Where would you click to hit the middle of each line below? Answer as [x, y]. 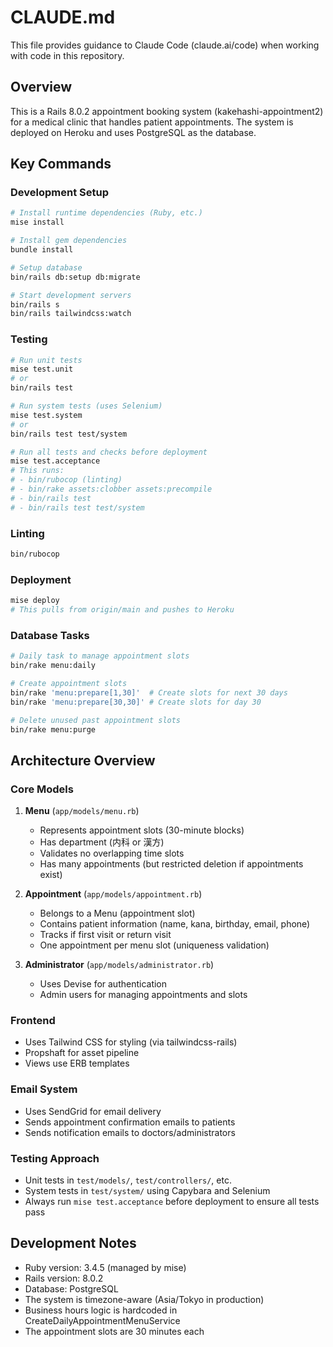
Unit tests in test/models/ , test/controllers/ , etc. [128, 1180]
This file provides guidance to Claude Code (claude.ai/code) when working [165, 45]
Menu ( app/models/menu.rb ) [82, 811]
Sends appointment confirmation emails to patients [130, 1122]
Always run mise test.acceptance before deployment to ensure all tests [172, 1201]
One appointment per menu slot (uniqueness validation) [154, 945]
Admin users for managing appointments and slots [143, 995]
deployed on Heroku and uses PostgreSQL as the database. [133, 132]
